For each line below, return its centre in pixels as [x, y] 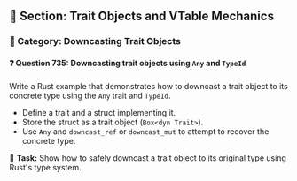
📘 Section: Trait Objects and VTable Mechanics [142, 16]
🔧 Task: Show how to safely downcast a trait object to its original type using [148, 158]
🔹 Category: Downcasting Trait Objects [95, 41]
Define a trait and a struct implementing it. [99, 112]
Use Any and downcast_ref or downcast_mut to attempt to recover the [145, 131]
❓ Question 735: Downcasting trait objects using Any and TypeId [128, 63]
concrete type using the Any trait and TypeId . [90, 95]
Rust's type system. [45, 167]
